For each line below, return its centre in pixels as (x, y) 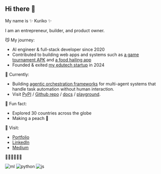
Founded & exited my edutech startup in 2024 (58, 65)
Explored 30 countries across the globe (52, 113)
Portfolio (21, 137)
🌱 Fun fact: (16, 103)
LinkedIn (21, 142)
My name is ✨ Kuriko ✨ (29, 20)
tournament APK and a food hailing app (52, 59)
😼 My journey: (20, 40)
